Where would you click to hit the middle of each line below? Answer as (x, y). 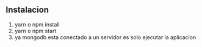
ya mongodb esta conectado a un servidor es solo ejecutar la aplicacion (105, 37)
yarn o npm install (37, 24)
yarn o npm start (35, 31)
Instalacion (27, 10)
